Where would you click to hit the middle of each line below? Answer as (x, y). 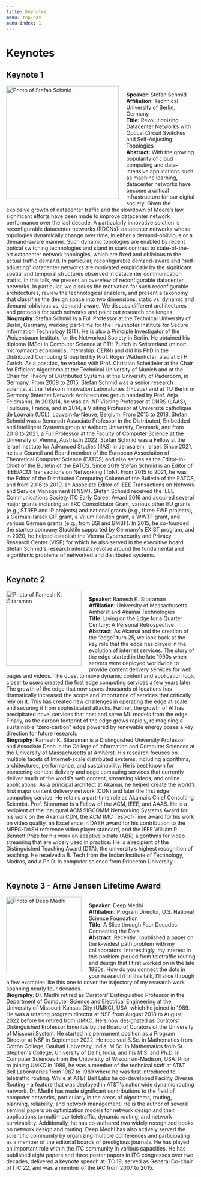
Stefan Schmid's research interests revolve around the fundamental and (95, 549)
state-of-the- (173, 248)
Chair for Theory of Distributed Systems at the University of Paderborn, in (97, 376)
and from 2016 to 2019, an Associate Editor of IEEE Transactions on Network (100, 485)
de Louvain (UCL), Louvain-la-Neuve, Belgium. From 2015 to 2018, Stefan (97, 415)
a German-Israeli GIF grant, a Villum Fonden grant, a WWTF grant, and (93, 517)
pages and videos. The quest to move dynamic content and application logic (101, 676)
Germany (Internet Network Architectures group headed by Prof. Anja (92, 396)
